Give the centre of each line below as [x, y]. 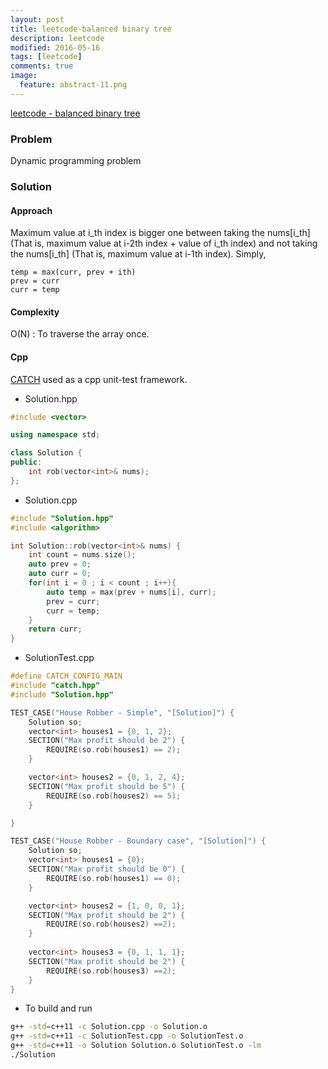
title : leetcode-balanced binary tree [91, 29]
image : [24, 76]
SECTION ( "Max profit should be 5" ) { [107, 786]
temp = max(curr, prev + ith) [73, 272]
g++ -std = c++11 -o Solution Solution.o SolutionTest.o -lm [136, 1046]
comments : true [42, 66]
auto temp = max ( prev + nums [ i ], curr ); [131, 592]
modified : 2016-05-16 [55, 47]
